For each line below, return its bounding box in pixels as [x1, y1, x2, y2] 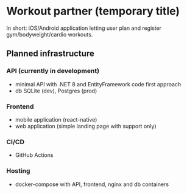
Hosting [6, 167, 30, 175]
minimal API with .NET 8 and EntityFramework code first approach [15, 80, 182, 88]
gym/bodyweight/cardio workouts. [6, 30, 93, 38]
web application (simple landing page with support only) [15, 122, 157, 130]
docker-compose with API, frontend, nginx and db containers [15, 181, 169, 188]
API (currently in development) [6, 67, 99, 75]
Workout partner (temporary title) [6, 4, 180, 18]
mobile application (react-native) [15, 116, 97, 123]
